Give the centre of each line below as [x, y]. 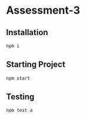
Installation [27, 32]
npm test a [19, 111]
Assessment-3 [43, 10]
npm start [18, 78]
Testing [20, 97]
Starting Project [36, 65]
